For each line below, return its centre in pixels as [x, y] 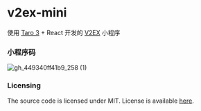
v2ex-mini [37, 13]
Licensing [24, 85]
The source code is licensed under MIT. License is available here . [101, 101]
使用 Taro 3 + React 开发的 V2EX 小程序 [64, 32]
